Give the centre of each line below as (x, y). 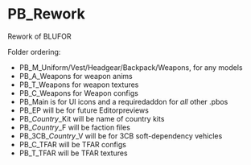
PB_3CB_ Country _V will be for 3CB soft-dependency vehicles (121, 136)
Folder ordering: (34, 52)
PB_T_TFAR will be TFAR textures (73, 153)
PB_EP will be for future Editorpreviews (84, 110)
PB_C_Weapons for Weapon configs (78, 93)
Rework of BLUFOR (39, 36)
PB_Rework (46, 14)
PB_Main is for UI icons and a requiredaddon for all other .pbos (123, 101)
